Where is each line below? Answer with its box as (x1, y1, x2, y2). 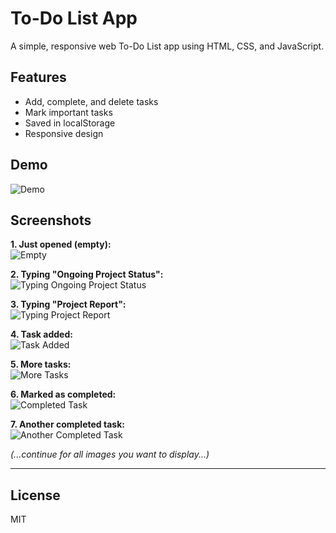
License (10, 487, 61, 504)
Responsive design (24, 127, 104, 139)
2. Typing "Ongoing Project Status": (10, 268, 164, 281)
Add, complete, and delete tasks (24, 95, 159, 107)
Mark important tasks (24, 106, 113, 118)
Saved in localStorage (24, 117, 116, 129)
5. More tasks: (10, 358, 72, 371)
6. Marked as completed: (10, 388, 117, 401)
